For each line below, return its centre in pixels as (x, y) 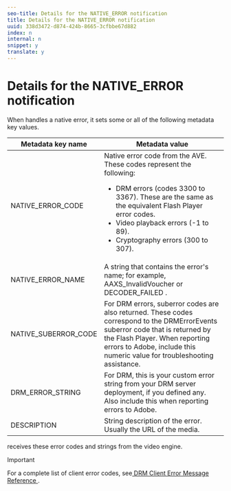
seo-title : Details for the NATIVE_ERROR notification (87, 13)
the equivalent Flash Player (159, 205)
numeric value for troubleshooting (159, 355)
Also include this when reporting (156, 401)
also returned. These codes (148, 312)
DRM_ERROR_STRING (46, 392)
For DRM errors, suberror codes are (162, 304)
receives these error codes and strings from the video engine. (95, 446)
